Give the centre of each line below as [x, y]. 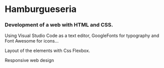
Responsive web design [29, 60]
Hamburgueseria [41, 9]
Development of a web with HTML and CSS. [59, 25]
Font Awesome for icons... [32, 41]
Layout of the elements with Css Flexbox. [48, 50]
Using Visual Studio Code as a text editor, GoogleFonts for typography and [82, 35]
